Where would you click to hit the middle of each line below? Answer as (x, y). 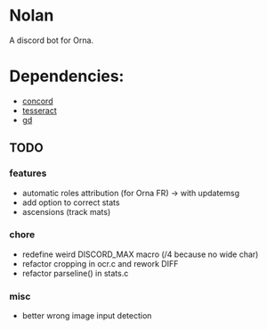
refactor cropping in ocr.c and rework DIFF (100, 263)
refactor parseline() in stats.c (75, 273)
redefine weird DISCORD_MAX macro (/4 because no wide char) (140, 254)
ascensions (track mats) (66, 211)
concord (37, 101)
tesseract (40, 110)
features (28, 173)
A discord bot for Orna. (52, 40)
